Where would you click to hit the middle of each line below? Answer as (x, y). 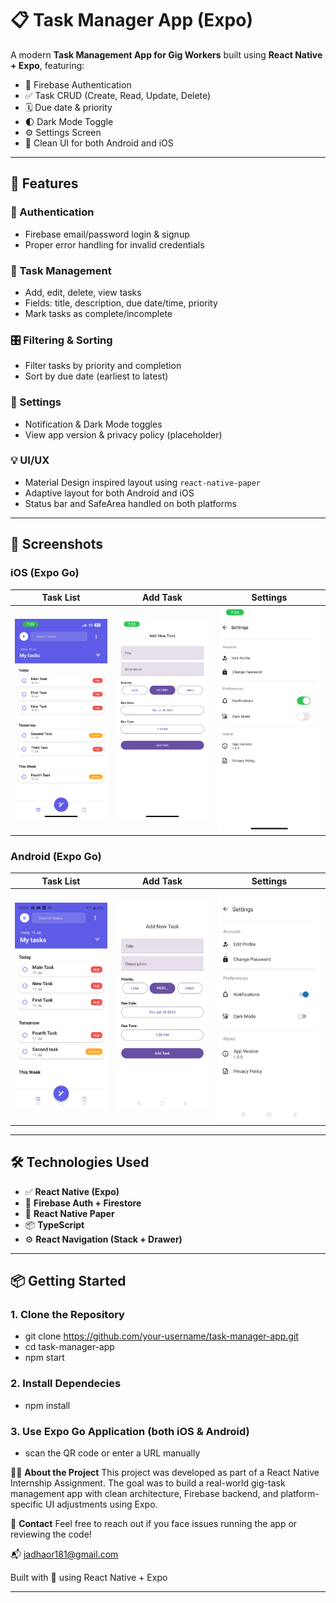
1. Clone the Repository (67, 1315)
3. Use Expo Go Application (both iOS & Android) (130, 1431)
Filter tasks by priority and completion (103, 366)
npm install (47, 1405)
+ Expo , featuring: (47, 65)
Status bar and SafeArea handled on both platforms (130, 503)
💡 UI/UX (30, 460)
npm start (44, 1358)
